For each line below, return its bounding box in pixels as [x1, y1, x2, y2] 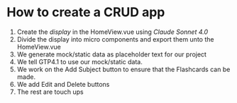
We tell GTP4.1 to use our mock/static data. [16, 57, 143, 66]
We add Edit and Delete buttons [16, 80, 110, 88]
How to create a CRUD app [6, 4, 165, 20]
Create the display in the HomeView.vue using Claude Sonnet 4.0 [16, 28, 209, 36]
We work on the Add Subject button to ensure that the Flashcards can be [16, 65, 231, 73]
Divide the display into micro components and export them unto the [16, 35, 214, 43]
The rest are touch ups [16, 87, 84, 96]
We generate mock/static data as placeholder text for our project [16, 50, 207, 59]
